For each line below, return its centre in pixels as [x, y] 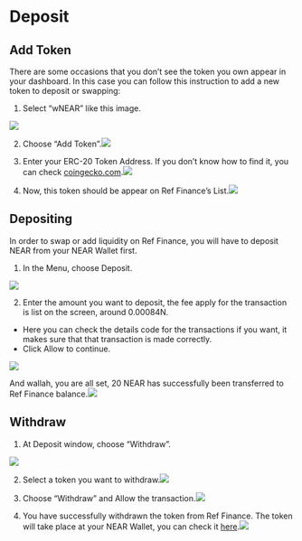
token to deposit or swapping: [65, 91]
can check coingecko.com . [73, 172]
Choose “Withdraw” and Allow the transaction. [109, 498]
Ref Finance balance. [49, 394]
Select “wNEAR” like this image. [82, 108]
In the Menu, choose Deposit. [77, 267]
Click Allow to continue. [66, 349]
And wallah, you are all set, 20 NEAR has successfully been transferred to [147, 383]
